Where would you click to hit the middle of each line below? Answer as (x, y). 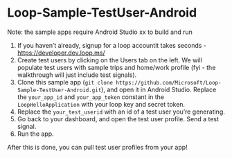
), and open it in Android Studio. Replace (159, 89)
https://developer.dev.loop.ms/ (61, 53)
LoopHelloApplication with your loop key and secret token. (101, 104)
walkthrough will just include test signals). (77, 75)
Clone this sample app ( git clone (65, 82)
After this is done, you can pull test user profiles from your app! (98, 147)
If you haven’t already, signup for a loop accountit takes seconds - (111, 45)
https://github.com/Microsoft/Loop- (168, 82)
